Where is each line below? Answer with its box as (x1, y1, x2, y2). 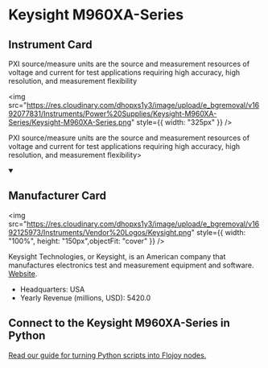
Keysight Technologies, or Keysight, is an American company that (8, 251, 226, 261)
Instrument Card (8, 38, 93, 52)
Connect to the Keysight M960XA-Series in (8, 316, 231, 330)
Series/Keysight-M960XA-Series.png (8, 118, 132, 126)
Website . (8, 268, 38, 279)
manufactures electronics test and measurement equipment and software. (8, 260, 254, 270)
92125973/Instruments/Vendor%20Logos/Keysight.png (8, 227, 192, 237)
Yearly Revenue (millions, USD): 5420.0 (19, 292, 151, 303)
